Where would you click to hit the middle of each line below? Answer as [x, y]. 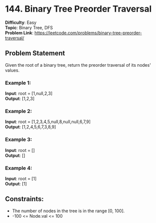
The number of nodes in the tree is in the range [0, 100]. [68, 211]
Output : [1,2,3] [20, 99]
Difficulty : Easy [21, 22]
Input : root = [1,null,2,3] [29, 93]
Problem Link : [19, 33]
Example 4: [19, 168]
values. [12, 70]
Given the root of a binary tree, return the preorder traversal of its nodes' [78, 65]
